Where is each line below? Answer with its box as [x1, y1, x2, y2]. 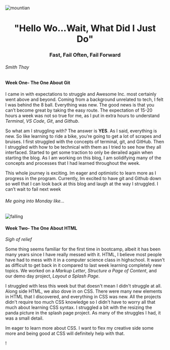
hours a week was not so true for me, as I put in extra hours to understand [5, 112, 160, 119]
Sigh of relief [5, 236, 32, 242]
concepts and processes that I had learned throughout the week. [5, 160, 141, 166]
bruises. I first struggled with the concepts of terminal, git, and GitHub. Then [5, 138, 164, 145]
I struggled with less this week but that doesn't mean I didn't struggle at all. [5, 283, 162, 289]
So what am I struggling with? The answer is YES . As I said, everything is [5, 127, 157, 134]
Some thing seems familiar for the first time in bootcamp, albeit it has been [5, 246, 161, 252]
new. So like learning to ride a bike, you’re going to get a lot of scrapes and [5, 133, 161, 139]
